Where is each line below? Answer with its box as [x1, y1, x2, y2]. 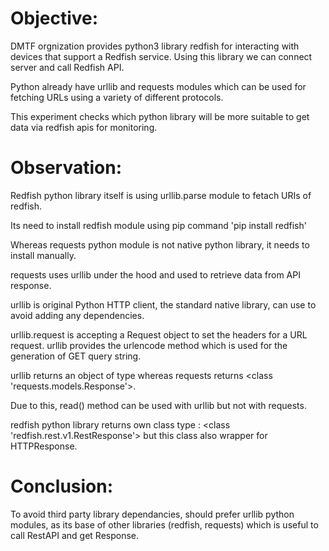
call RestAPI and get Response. [10, 529, 140, 541]
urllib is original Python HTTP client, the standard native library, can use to [10, 298, 317, 311]
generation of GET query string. [10, 350, 142, 362]
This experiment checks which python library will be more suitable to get [10, 110, 310, 122]
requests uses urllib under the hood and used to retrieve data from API [10, 268, 301, 281]
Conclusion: [10, 475, 114, 498]
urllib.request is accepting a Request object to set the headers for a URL [10, 328, 308, 341]
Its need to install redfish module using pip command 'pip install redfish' [10, 219, 307, 231]
